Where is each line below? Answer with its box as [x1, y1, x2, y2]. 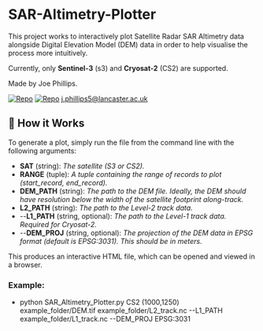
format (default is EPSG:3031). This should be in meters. [19, 236, 202, 245]
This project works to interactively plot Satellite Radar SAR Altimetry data [8, 31, 244, 41]
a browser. [8, 259, 43, 269]
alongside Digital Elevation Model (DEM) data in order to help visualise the [8, 39, 248, 49]
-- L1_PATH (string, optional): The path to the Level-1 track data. [19, 211, 227, 221]
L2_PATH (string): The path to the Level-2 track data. [19, 203, 193, 212]
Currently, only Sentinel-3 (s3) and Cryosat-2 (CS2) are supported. [8, 63, 228, 72]
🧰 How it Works [8, 116, 85, 131]
